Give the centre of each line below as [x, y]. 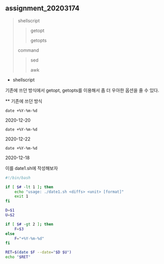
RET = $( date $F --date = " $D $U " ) [38, 252]
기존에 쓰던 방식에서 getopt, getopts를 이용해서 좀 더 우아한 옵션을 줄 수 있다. [82, 90]
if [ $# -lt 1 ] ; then [29, 187]
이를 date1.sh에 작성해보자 [32, 168]
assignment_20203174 [43, 8]
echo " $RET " [18, 257]
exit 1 [21, 196]
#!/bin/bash [18, 178]
